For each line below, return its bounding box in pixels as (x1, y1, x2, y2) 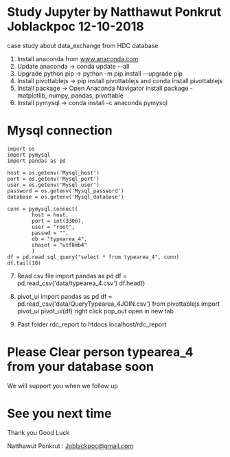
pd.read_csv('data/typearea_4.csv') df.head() (16, 279, 146, 287)
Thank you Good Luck (7, 428, 70, 436)
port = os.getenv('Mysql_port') (7, 175, 100, 182)
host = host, (32, 211, 69, 219)
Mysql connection (7, 123, 113, 138)
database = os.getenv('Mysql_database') (7, 193, 125, 200)
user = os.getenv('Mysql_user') (7, 181, 100, 188)
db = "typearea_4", (32, 235, 88, 243)
